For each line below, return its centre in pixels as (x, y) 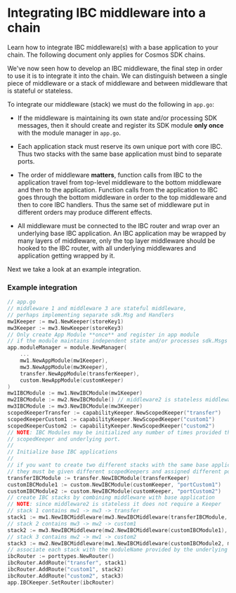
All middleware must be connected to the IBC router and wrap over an (118, 225)
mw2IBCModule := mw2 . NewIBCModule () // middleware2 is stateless (105, 400)
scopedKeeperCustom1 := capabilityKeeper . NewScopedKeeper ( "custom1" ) (111, 419)
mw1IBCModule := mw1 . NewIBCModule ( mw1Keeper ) (75, 393)
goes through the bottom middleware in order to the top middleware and (122, 197)
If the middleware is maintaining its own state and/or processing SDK (117, 118)
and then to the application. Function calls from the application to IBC (117, 189)
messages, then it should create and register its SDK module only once (120, 125)
